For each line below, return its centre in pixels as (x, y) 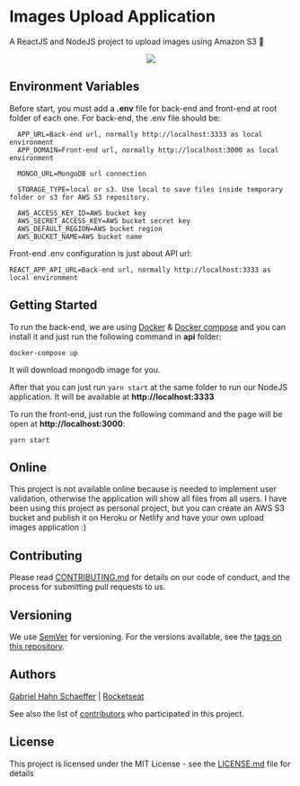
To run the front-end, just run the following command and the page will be (146, 414)
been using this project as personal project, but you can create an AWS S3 (147, 508)
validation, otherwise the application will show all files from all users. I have (148, 499)
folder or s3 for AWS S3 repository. (80, 197)
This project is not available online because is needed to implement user (143, 489)
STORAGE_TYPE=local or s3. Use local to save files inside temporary (150, 189)
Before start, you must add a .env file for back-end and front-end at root (143, 108)
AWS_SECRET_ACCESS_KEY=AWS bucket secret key (104, 221)
